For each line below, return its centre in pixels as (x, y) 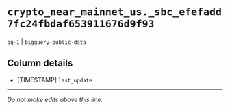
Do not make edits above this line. (55, 99)
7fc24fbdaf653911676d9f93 (81, 24)
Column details (40, 63)
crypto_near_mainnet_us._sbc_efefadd (115, 12)
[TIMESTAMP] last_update (54, 80)
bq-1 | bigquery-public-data (47, 41)
